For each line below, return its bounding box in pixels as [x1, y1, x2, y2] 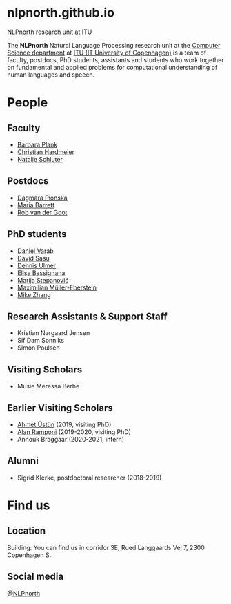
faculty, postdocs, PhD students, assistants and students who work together [7, 55, 224, 64]
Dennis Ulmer [17, 261, 57, 270]
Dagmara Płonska [17, 194, 68, 202]
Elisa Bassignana [17, 268, 66, 277]
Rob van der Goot [17, 208, 68, 216]
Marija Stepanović [17, 276, 69, 284]
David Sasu [17, 254, 50, 262]
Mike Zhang [17, 290, 52, 299]
